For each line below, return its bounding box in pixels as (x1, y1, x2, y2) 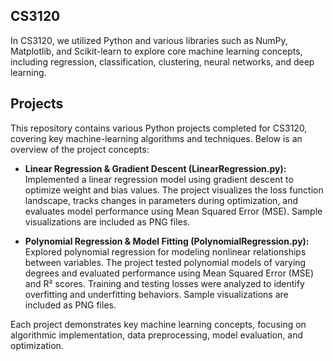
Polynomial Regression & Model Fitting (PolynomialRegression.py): (24, 235, 310, 247)
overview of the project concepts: (10, 143, 150, 155)
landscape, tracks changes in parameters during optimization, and (24, 194, 299, 206)
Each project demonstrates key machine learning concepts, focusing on (10, 318, 307, 330)
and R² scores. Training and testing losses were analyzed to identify (24, 277, 305, 289)
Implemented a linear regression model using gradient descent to (24, 173, 294, 185)
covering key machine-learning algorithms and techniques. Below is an (10, 132, 303, 144)
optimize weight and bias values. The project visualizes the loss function (24, 184, 324, 196)
